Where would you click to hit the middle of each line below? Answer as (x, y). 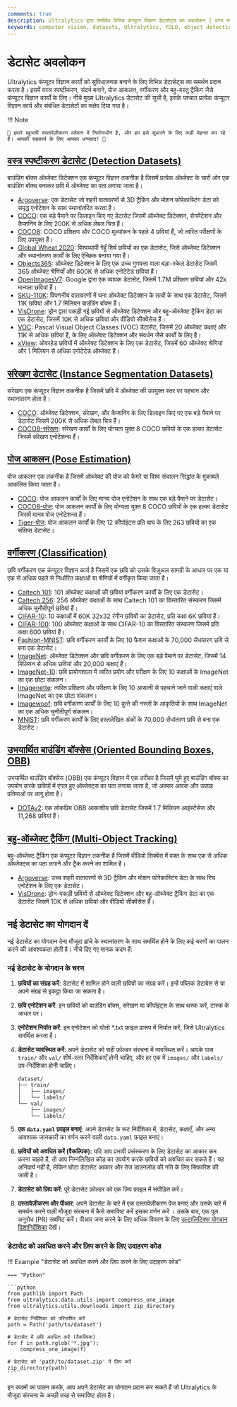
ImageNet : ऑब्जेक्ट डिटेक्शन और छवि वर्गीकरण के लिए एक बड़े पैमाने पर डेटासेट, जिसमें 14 (122, 655)
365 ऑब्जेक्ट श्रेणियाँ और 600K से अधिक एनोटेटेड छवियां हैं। (88, 272)
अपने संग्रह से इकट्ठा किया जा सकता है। (61, 991)
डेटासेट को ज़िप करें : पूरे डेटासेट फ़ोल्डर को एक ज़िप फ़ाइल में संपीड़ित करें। (100, 1189)
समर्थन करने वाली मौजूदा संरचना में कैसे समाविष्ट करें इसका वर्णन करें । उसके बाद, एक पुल (118, 1212)
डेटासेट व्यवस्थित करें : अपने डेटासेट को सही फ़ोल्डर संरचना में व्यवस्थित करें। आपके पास (115, 1050)
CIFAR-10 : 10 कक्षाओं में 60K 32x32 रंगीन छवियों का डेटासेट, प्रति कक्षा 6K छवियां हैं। (119, 616)
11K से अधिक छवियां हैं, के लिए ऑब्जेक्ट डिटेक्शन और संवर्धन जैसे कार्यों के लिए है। (109, 335)
